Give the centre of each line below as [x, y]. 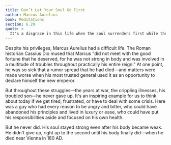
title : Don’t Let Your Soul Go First [45, 10]
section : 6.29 [20, 24]
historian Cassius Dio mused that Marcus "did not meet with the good [78, 53]
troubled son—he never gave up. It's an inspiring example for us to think [81, 96]
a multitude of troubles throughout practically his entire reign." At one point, [84, 64]
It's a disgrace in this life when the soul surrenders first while [84, 34]
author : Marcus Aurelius [32, 15]
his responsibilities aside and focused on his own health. [64, 117]
